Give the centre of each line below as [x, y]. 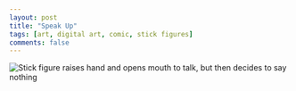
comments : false [39, 42]
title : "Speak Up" [43, 26]
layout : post [33, 17]
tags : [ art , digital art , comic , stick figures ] [101, 34]
